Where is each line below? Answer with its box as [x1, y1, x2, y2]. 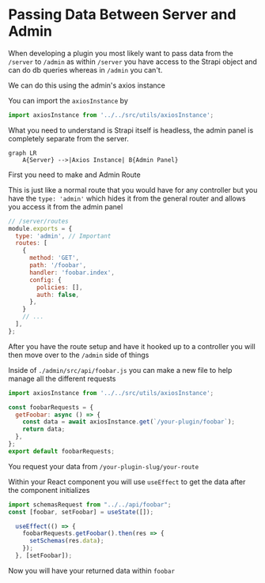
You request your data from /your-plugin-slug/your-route [8, 461, 199, 471]
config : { [28, 276, 62, 284]
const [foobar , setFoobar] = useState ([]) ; [8, 508, 154, 516]
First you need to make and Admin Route [8, 170, 141, 179]
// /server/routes [8, 217, 69, 225]
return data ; [22, 425, 66, 434]
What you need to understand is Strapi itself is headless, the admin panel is [8, 125, 254, 135]
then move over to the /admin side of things [8, 350, 150, 359]
